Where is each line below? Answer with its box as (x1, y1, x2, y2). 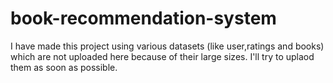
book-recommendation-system (10, 7, 277, 30)
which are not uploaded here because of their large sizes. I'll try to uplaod (10, 50, 315, 62)
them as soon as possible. (10, 61, 118, 73)
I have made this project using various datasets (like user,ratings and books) (10, 40, 325, 52)
